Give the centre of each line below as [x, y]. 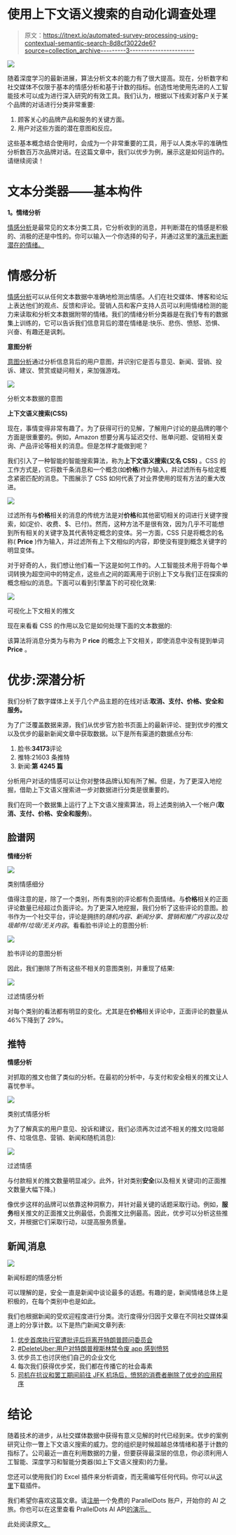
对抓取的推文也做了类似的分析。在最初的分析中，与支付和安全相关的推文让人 [118, 1077]
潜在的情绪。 [26, 245]
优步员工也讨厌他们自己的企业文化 [67, 1357]
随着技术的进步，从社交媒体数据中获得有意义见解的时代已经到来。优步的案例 [118, 1435]
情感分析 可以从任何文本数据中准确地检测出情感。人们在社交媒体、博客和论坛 [118, 296]
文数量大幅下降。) [32, 1190]
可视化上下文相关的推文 [41, 611]
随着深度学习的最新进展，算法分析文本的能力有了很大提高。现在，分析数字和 [118, 78]
